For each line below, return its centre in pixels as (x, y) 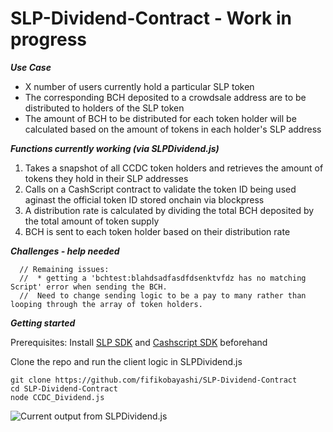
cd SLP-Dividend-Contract (64, 388)
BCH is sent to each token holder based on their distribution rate (157, 231)
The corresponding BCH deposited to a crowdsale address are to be (165, 97)
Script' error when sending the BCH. (89, 287)
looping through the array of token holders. (106, 304)
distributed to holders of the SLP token (104, 108)
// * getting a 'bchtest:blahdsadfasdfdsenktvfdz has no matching (163, 278)
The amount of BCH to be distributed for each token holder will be (160, 118)
